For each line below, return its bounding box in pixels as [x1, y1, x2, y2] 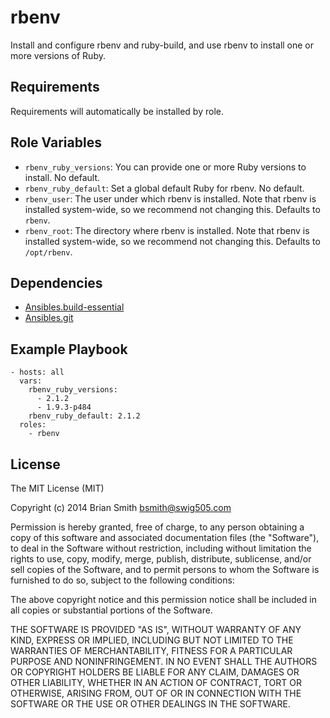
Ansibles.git [24, 312, 74, 324]
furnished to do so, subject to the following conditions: [10, 574, 235, 586]
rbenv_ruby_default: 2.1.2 [28, 411, 141, 421]
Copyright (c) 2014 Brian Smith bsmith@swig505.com [10, 502, 232, 513]
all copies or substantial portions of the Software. [10, 604, 213, 616]
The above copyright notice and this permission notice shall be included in [10, 594, 317, 605]
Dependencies [10, 274, 103, 291]
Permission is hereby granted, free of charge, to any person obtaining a [10, 521, 305, 533]
